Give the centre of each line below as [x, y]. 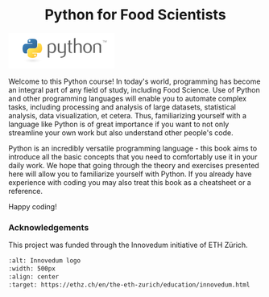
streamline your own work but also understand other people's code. [121, 132]
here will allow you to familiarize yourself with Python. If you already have [130, 174]
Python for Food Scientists [135, 15]
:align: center [34, 277]
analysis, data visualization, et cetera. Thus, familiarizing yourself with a [128, 115]
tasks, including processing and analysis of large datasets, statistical [122, 107]
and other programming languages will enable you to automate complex [128, 98]
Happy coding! [33, 206]
